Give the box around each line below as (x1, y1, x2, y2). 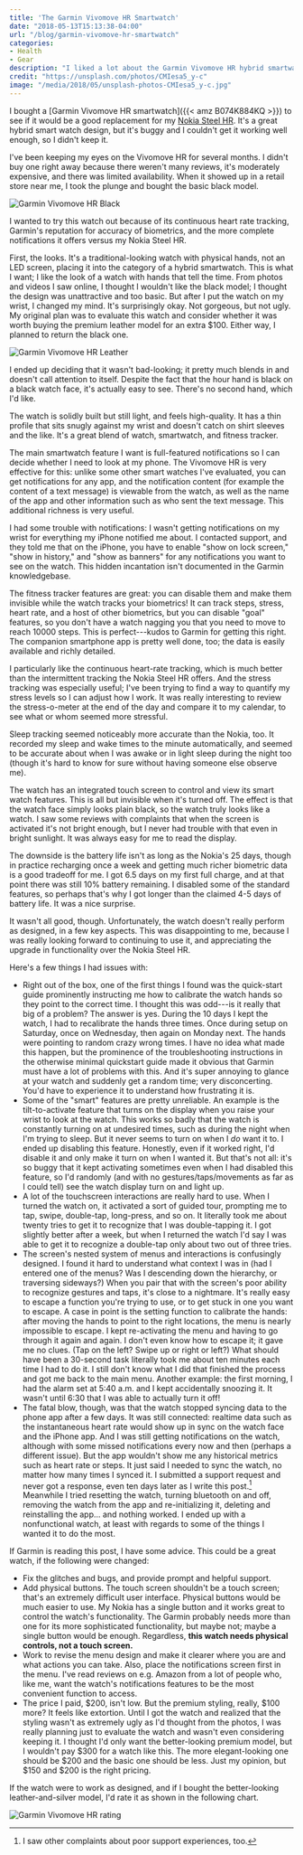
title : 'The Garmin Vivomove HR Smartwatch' (9, 13, 179, 23)
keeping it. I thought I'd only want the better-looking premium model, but (22, 1737, 293, 1747)
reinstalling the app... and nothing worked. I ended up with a (22, 1509, 246, 1520)
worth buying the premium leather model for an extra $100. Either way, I (9, 319, 277, 330)
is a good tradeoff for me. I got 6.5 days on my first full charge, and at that (9, 869, 285, 880)
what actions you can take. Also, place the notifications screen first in (22, 1660, 281, 1671)
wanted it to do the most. (22, 1529, 115, 1540)
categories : (9, 38, 54, 48)
